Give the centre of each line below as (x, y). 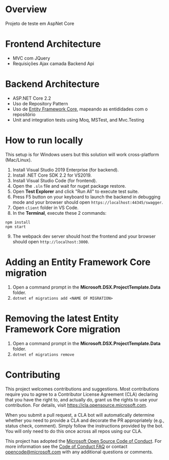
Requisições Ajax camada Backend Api (53, 63)
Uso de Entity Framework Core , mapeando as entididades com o (80, 109)
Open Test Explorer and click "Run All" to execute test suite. (76, 191)
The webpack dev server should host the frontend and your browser (84, 236)
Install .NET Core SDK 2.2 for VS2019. (52, 175)
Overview (26, 9)
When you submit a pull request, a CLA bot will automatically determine (80, 415)
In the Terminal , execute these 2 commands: (59, 213)
